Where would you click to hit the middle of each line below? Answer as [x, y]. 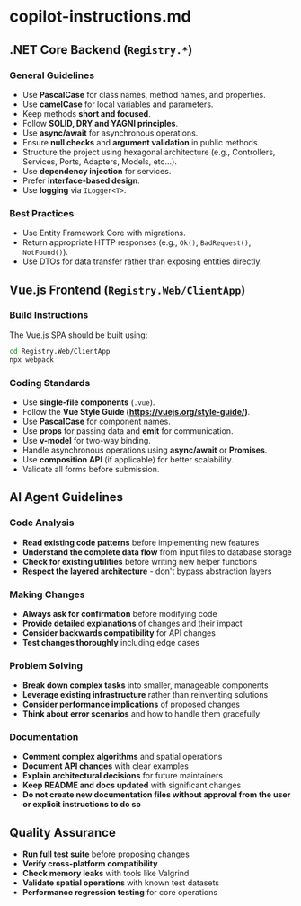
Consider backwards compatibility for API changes [119, 633]
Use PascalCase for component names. [96, 421]
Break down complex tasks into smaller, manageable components [145, 685]
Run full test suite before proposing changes [106, 854]
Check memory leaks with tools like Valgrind [106, 874]
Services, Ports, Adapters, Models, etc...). [100, 161]
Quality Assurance [63, 832]
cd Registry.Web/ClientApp [60, 351]
